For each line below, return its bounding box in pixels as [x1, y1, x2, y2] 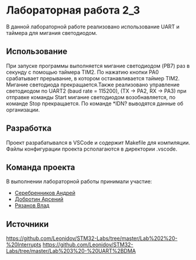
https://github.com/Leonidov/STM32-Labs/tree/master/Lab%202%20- [6, 235, 178, 242]
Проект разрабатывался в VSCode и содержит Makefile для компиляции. [6, 139, 190, 146]
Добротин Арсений [14, 196, 64, 203]
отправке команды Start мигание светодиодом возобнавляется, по [6, 93, 175, 100]
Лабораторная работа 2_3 [6, 4, 140, 17]
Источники [6, 219, 49, 229]
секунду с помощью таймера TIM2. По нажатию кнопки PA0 [6, 69, 159, 76]
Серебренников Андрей [14, 190, 75, 197]
